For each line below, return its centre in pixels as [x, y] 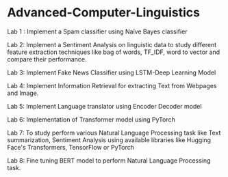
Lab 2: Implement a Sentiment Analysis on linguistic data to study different [112, 44]
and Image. [23, 93]
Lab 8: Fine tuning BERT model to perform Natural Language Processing [109, 160]
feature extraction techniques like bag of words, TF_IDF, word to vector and [114, 52]
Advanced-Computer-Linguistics [104, 13]
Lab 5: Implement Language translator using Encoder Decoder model [104, 106]
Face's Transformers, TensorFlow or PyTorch [71, 147]
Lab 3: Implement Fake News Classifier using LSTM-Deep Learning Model [112, 72]
